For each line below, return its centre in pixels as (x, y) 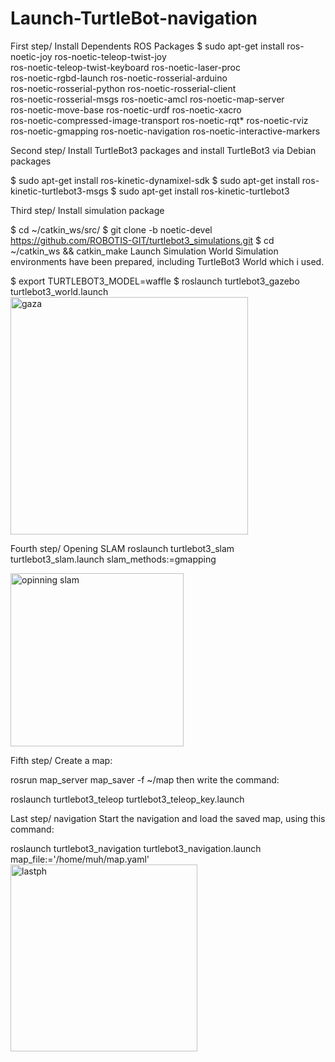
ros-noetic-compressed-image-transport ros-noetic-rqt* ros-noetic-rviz (159, 120)
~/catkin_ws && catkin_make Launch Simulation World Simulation (144, 251)
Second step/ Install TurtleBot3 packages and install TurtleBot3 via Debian (163, 150)
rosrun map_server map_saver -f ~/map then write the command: (145, 779)
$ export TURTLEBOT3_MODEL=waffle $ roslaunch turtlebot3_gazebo (155, 281)
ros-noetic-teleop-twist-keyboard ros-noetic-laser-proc (125, 67)
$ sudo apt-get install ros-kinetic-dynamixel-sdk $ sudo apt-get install (155, 180)
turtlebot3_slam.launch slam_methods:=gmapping (113, 559)
